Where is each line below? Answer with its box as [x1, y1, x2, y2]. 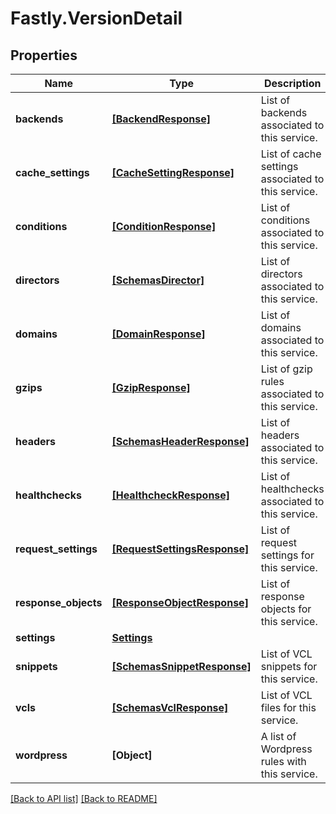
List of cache [260, 147, 322, 161]
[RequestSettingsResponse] [111, 542, 250, 556]
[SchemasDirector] [111, 273, 205, 287]
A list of [260, 730, 297, 743]
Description [264, 77, 322, 90]
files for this [260, 701, 317, 714]
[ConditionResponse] [111, 220, 217, 233]
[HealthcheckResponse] [111, 488, 231, 502]
